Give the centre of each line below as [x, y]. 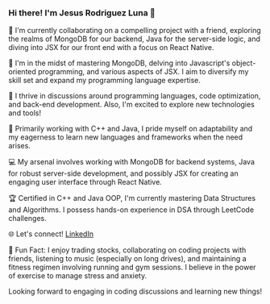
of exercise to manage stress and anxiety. [78, 276]
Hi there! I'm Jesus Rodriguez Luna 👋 [82, 13]
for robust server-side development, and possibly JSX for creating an [124, 173]
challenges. [27, 219]
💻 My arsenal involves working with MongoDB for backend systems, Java [132, 162]
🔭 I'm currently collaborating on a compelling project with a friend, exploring [135, 31]
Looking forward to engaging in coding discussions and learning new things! [135, 292]
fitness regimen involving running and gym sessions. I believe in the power [132, 267]
